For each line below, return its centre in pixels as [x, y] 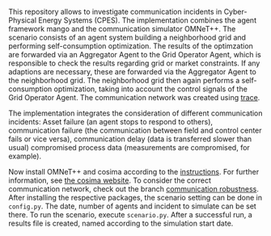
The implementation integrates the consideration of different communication [135, 113]
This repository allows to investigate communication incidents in [115, 12]
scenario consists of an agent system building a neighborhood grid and [127, 37]
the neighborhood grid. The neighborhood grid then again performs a [124, 80]
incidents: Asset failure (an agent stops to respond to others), [110, 122]
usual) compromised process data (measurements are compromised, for [129, 147]
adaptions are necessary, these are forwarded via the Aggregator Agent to [133, 72]
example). [25, 156]
